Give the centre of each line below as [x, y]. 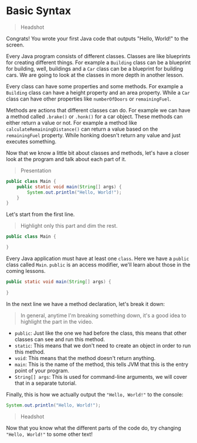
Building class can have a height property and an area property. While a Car [98, 92]
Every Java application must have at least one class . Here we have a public [98, 259]
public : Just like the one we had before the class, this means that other [101, 333]
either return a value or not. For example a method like [72, 122]
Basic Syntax [39, 11]
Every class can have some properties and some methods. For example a [95, 86]
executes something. [31, 141]
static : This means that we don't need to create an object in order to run [103, 345]
